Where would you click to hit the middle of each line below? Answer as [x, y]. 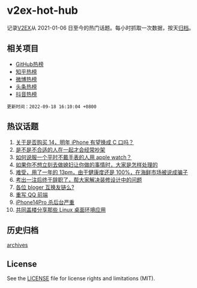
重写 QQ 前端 [32, 194]
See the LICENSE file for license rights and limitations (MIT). [81, 278]
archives [17, 245]
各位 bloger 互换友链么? [45, 187]
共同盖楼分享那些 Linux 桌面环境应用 [61, 209]
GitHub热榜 [29, 64]
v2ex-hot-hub [43, 10]
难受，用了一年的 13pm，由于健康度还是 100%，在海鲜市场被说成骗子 [102, 172]
